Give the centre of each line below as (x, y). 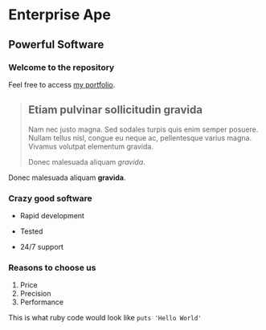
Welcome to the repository (61, 67)
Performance (42, 302)
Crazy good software (50, 198)
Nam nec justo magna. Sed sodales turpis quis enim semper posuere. (143, 129)
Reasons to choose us (52, 267)
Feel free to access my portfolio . (62, 84)
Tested (31, 231)
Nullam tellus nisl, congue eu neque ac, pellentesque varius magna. (139, 137)
